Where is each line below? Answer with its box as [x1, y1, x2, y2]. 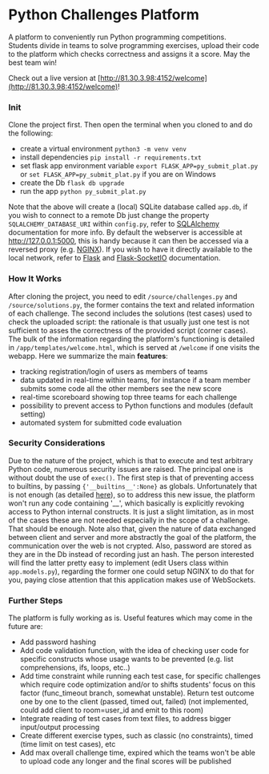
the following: [8, 128, 54, 138]
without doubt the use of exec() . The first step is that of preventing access [8, 473, 255, 482]
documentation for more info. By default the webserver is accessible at [8, 228, 243, 237]
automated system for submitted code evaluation [19, 417, 183, 427]
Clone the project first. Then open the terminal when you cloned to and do [8, 120, 253, 130]
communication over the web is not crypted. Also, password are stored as [8, 541, 252, 550]
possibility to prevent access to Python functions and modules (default [19, 401, 254, 410]
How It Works [8, 273, 62, 284]
